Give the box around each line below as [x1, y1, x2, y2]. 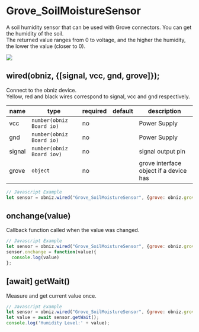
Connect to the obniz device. [6, 86, 77, 94]
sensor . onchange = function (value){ [6, 249, 97, 255]
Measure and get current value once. [6, 292, 97, 299]
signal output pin [139, 147, 185, 155]
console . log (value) [11, 254, 60, 260]
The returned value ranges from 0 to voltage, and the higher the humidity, [6, 36, 186, 43]
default [112, 107, 133, 115]
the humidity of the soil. [6, 30, 64, 37]
